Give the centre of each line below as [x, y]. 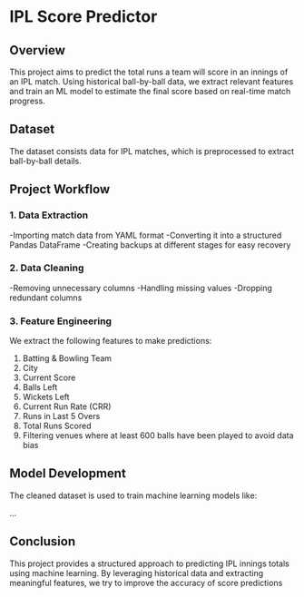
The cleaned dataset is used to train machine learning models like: [133, 495]
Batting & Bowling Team [67, 358]
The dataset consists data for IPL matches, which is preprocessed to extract [152, 151]
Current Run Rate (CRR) [67, 406]
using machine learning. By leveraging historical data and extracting [137, 573]
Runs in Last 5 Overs [61, 416]
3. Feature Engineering [60, 321]
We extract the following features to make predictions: [111, 341]
